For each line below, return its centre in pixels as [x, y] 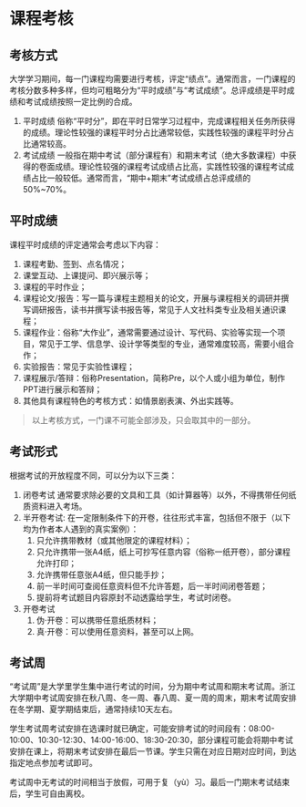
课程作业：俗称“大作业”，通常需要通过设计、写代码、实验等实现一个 [150, 332]
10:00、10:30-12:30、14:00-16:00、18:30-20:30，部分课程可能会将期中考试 [152, 740]
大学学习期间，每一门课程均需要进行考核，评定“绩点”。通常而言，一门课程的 [153, 79]
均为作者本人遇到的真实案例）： [81, 529]
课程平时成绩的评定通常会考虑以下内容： [85, 244]
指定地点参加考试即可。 [53, 763]
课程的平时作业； [55, 286]
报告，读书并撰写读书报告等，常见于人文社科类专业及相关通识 [163, 309]
